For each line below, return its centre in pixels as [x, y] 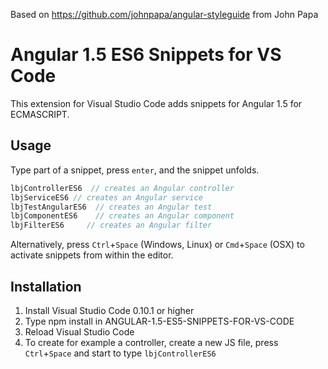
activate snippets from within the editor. [92, 255]
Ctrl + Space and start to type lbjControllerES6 [120, 353]
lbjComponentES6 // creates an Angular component [122, 216]
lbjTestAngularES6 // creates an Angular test [111, 207]
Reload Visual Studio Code [79, 331]
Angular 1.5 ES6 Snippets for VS [146, 55]
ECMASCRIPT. [40, 114]
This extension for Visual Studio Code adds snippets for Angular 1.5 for [156, 103]
